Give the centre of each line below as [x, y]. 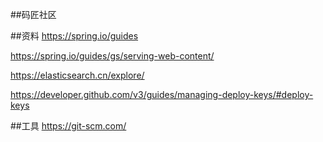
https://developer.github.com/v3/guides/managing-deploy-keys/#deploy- [162, 94]
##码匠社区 [33, 14]
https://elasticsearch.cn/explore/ [77, 75]
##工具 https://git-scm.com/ [68, 126]
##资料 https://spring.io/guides [74, 36]
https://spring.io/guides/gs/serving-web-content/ [112, 56]
